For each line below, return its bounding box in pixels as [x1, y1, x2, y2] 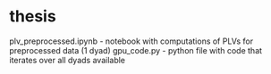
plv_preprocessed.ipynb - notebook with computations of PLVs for [9, 36, 253, 46]
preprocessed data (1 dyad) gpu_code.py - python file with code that [9, 45, 262, 55]
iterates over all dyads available [9, 54, 126, 65]
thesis [9, 6, 56, 27]
